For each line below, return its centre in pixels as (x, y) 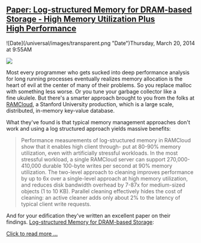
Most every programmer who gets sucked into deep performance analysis (98, 72)
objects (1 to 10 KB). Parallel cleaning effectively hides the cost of (102, 191)
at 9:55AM (19, 49)
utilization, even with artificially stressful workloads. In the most (99, 153)
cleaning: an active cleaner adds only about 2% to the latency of (100, 197)
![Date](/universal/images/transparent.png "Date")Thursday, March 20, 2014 (100, 43)
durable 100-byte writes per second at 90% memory (107, 166)
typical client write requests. (56, 204)
